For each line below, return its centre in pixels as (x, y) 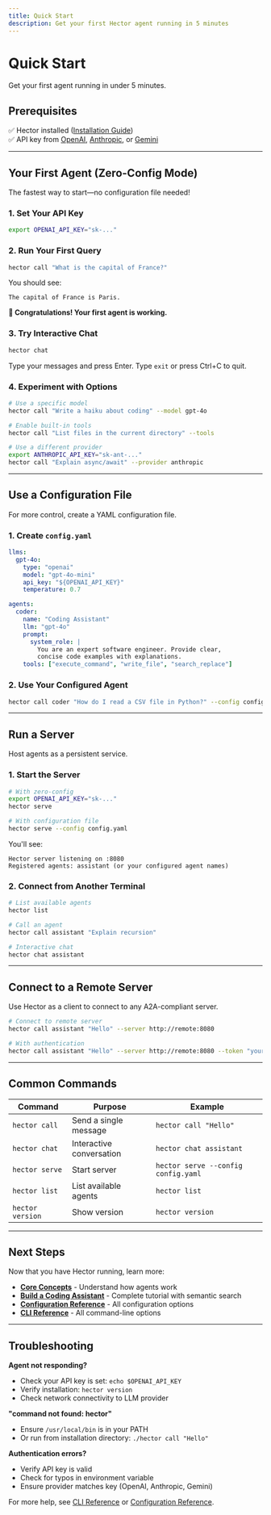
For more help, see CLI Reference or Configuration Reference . (111, 1502)
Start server (94, 1170)
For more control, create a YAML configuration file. (93, 514)
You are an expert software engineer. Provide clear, (129, 649)
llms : (17, 552)
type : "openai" (48, 567)
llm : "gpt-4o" (46, 626)
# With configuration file (54, 821)
